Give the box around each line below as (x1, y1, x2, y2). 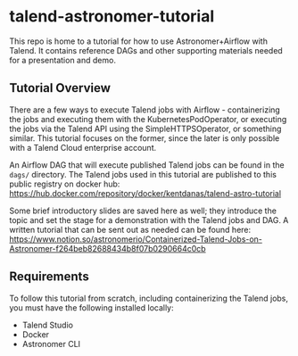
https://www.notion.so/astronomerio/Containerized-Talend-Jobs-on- (9, 234, 263, 244)
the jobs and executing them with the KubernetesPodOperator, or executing (9, 113, 287, 124)
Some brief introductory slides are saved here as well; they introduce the (9, 205, 277, 216)
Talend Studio (21, 319, 74, 330)
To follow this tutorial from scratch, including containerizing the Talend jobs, (9, 293, 288, 303)
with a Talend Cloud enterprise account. (9, 142, 157, 153)
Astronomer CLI (21, 338, 81, 349)
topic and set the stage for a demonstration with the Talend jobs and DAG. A (9, 214, 289, 225)
